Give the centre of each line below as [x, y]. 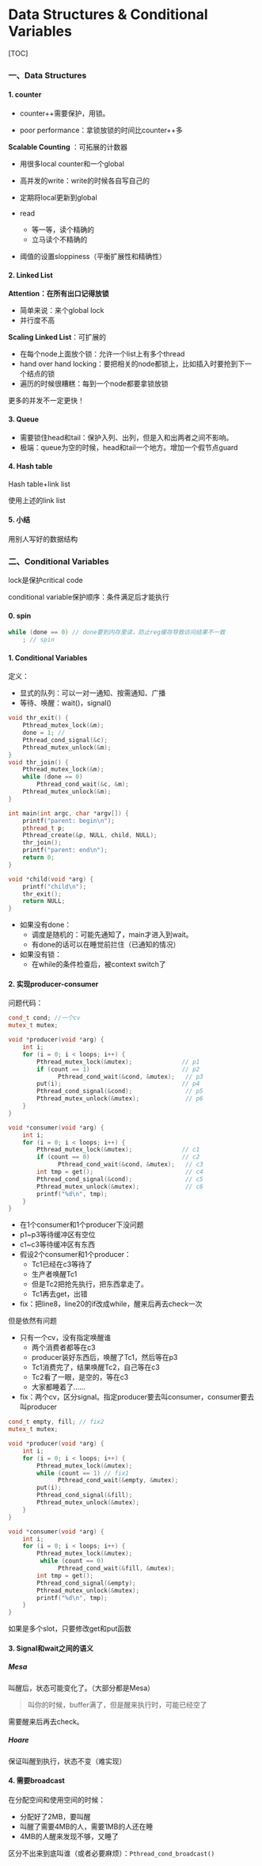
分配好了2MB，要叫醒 [55, 1816]
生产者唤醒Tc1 [54, 1274]
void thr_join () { [38, 762]
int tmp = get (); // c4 [120, 1172]
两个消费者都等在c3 [64, 1347]
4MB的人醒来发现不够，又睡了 [69, 1836]
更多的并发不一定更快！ [46, 401]
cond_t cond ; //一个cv [44, 1018]
